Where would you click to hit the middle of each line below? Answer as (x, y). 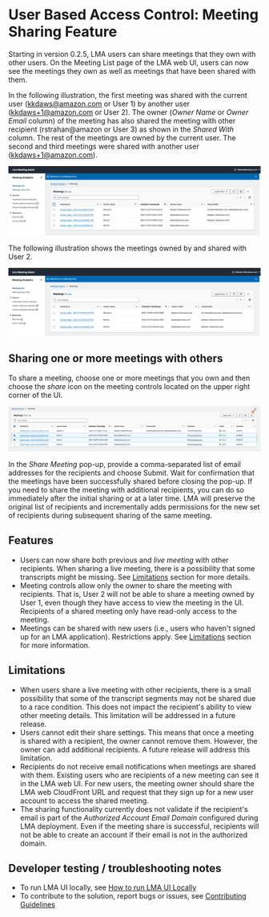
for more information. (55, 645)
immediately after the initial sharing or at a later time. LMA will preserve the (132, 498)
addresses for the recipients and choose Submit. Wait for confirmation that (131, 473)
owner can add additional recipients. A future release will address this (135, 749)
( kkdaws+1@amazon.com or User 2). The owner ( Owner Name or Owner (128, 112)
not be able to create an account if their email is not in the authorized (134, 834)
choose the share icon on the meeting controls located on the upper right (129, 386)
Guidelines (38, 905)
